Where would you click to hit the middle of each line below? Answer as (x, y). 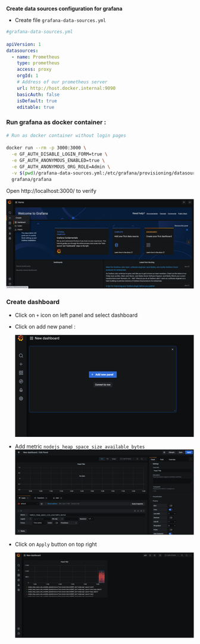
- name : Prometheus (36, 57)
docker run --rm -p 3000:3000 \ (46, 148)
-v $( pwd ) (24, 173)
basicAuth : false (38, 95)
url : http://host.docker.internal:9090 (66, 88)
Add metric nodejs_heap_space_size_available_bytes (80, 446)
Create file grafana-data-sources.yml (60, 20)
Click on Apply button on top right (56, 544)
